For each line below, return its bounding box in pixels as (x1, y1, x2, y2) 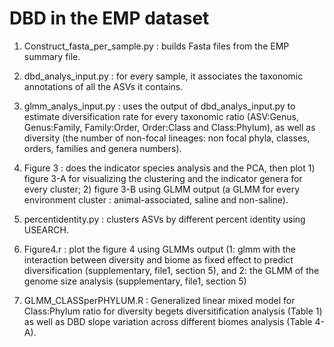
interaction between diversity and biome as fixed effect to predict (23, 253, 294, 266)
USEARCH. (23, 223, 69, 236)
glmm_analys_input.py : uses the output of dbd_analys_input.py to (23, 100, 296, 112)
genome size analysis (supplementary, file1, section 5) (23, 275, 247, 287)
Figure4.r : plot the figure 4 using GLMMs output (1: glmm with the (23, 243, 297, 255)
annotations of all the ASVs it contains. (23, 80, 184, 92)
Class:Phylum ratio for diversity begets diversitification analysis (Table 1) (23, 305, 323, 317)
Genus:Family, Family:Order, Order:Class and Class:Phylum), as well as (23, 121, 316, 133)
